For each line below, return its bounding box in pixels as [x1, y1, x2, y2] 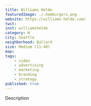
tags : [5, 53, 16, 59]
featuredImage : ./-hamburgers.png [5, 12, 77, 17]
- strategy [14, 77, 37, 82]
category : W [5, 30, 30, 35]
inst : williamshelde [5, 26, 48, 31]
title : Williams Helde [5, 7, 52, 12]
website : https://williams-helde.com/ [5, 16, 86, 21]
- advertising [14, 63, 43, 68]
